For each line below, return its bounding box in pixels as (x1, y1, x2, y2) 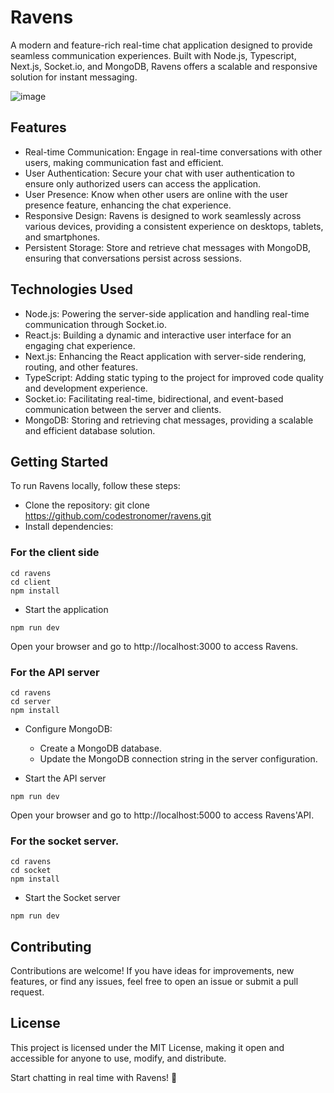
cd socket (10, 866, 52, 876)
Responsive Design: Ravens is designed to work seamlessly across (24, 209, 302, 221)
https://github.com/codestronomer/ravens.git (24, 510, 212, 522)
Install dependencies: (24, 521, 114, 533)
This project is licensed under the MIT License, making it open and (10, 1041, 285, 1053)
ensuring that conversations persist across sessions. (24, 252, 242, 264)
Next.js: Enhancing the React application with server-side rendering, (24, 350, 307, 362)
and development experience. (24, 382, 148, 394)
